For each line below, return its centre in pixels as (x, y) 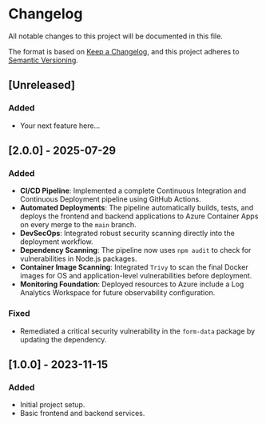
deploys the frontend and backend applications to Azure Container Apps (139, 216)
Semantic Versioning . (43, 60)
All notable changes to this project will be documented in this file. (116, 36)
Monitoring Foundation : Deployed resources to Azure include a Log (132, 284)
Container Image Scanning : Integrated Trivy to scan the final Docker (134, 267)
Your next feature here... (60, 126)
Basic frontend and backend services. (82, 414)
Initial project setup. (52, 405)
